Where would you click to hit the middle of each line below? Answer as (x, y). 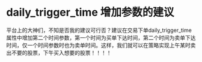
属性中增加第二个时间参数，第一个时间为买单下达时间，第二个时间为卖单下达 (101, 37)
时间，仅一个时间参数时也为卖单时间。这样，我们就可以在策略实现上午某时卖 (101, 45)
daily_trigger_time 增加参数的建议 (90, 12)
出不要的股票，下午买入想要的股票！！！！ (59, 52)
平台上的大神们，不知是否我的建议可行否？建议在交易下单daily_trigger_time (99, 30)
